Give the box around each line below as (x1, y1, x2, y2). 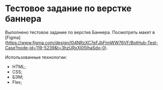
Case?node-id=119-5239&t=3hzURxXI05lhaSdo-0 (5, 45, 106, 51)
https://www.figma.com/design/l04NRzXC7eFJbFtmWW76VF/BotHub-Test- (6, 39, 158, 45)
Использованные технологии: (5, 54, 67, 60)
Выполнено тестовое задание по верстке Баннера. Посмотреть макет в (5, 29, 155, 35)
